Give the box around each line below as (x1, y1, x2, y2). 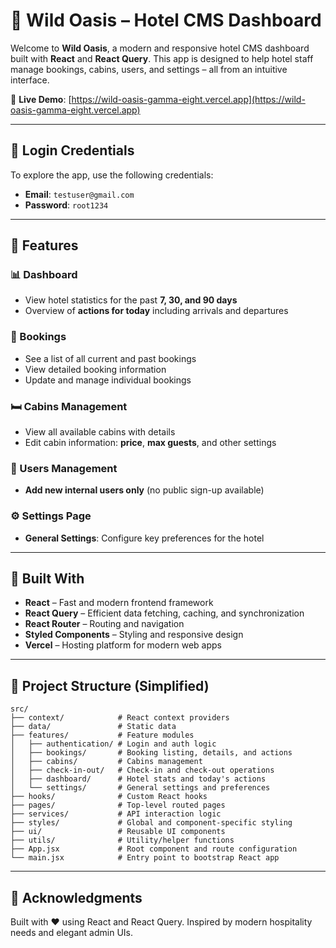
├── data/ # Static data (10, 722, 177, 732)
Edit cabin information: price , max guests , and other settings (24, 437, 277, 449)
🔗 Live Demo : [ (10, 93, 72, 105)
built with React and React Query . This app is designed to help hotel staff (10, 52, 314, 64)
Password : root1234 (24, 199, 109, 211)
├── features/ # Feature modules (10, 730, 195, 741)
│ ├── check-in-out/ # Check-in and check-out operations (10, 765, 275, 776)
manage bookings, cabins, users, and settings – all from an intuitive (10, 63, 288, 75)
